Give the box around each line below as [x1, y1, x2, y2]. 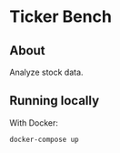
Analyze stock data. [9, 66, 84, 77]
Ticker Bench [9, 6, 112, 27]
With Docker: [9, 117, 59, 128]
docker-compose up [9, 135, 79, 144]
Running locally [9, 93, 100, 108]
